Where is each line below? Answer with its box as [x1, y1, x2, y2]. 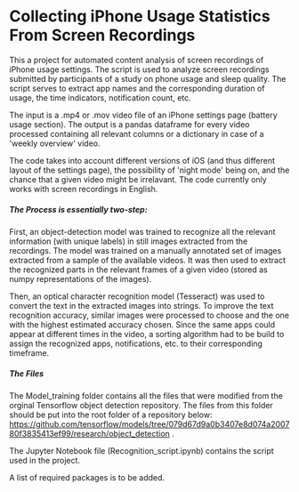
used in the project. [9, 455, 81, 465]
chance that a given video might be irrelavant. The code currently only [9, 173, 267, 184]
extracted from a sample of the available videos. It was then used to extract [9, 254, 287, 265]
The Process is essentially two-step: [9, 204, 149, 214]
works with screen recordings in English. [9, 183, 158, 194]
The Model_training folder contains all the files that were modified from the [9, 390, 283, 401]
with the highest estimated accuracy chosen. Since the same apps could [9, 319, 276, 330]
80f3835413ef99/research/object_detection [9, 428, 171, 439]
